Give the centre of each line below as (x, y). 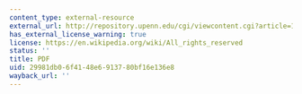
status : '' (30, 51)
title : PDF (30, 59)
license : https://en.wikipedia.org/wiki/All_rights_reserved (126, 43)
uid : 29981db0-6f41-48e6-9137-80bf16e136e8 (92, 68)
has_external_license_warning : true (78, 34)
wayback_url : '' (40, 76)
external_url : (36, 26)
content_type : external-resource (72, 17)
